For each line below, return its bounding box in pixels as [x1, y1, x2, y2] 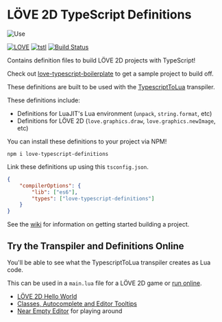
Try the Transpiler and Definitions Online [7, 240, 184, 252]
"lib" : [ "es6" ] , [32, 189, 78, 196]
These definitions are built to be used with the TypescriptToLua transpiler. [7, 82, 215, 91]
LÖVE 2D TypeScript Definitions [7, 7, 192, 23]
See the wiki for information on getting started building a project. [7, 220, 190, 229]
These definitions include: [7, 96, 80, 104]
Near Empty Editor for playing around [16, 307, 123, 315]
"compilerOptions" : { [19, 182, 81, 189]
